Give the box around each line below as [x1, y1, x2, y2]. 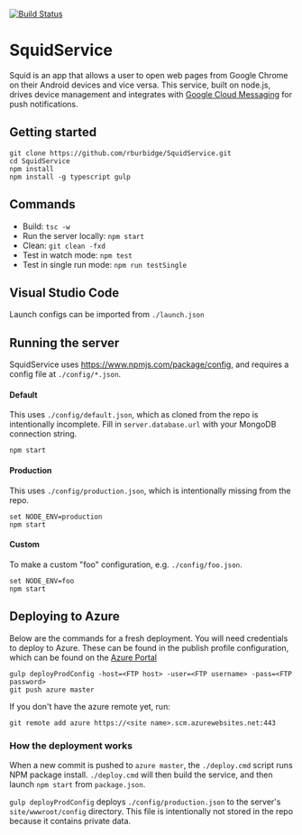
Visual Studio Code [9, 285, 120, 300]
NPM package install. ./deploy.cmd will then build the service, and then [9, 769, 273, 780]
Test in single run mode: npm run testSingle [22, 259, 188, 270]
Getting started [9, 124, 97, 140]
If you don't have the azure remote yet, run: [9, 701, 171, 711]
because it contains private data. [9, 815, 132, 826]
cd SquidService [9, 156, 70, 166]
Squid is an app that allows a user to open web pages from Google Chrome [9, 69, 288, 80]
